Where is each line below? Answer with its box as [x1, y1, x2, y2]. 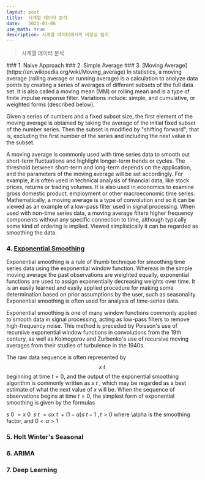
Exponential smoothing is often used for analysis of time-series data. [6, 297, 180, 304]
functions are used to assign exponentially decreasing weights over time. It [6, 277, 196, 285]
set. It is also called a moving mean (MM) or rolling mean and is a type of [6, 88, 190, 95]
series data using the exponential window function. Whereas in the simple [6, 265, 193, 272]
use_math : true [6, 26, 45, 33]
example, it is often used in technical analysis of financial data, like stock [6, 177, 190, 184]
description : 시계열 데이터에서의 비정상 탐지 [6, 32, 109, 38]
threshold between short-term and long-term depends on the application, [6, 164, 192, 171]
